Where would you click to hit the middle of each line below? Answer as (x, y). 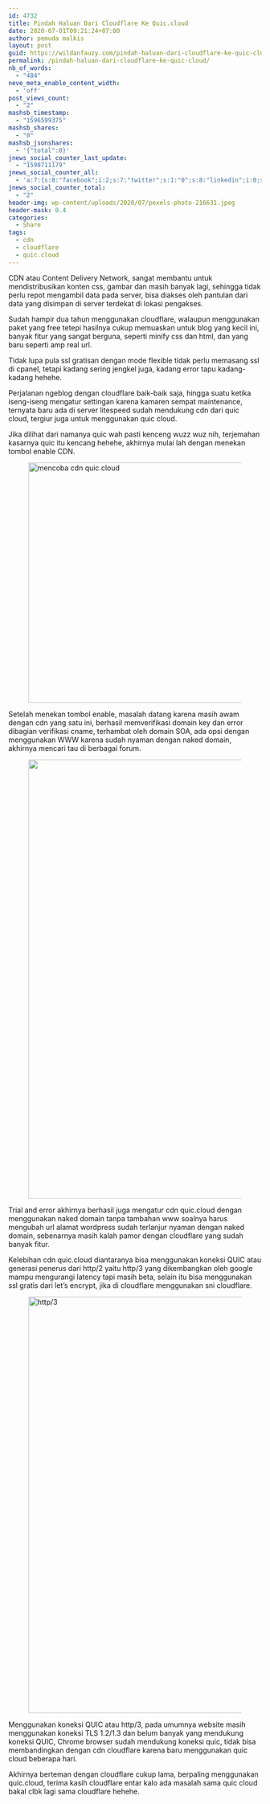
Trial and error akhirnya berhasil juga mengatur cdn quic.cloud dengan (125, 1210)
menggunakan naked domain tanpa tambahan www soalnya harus (118, 1218)
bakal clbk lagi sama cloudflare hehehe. (74, 1791)
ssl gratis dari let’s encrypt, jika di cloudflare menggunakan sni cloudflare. (130, 1285)
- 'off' (29, 90)
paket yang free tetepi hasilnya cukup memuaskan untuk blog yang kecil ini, (134, 327)
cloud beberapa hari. (43, 1758)
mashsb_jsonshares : (41, 143)
